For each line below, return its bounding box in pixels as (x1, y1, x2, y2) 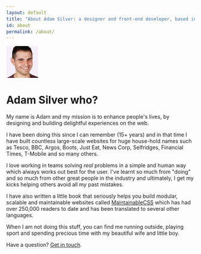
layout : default (6, 10, 47, 16)
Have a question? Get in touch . (6, 241, 82, 249)
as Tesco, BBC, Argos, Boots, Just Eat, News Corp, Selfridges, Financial (6, 144, 184, 151)
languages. (6, 211, 34, 219)
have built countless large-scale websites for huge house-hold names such (6, 138, 192, 145)
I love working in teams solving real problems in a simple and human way (6, 162, 187, 169)
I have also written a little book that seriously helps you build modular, (6, 192, 178, 200)
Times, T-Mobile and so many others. (6, 150, 99, 158)
